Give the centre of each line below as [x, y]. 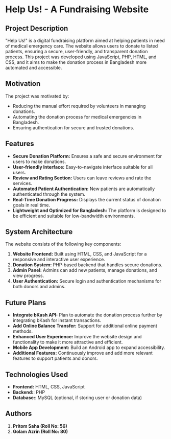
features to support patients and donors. [55, 358]
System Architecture [39, 232]
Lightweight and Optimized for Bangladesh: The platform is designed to [89, 210]
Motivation [23, 84]
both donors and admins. [39, 287]
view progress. [28, 276]
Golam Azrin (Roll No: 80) [40, 431]
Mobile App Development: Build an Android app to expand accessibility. [89, 348]
